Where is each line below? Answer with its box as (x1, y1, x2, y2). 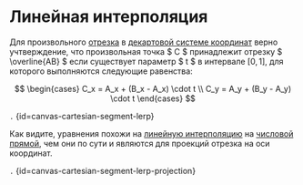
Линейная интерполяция (9, 6, 208, 27)
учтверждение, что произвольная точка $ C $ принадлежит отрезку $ (9, 46, 283, 57)
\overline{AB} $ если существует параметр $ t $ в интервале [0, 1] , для (9, 56, 284, 67)
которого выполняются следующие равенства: (9, 66, 193, 77)
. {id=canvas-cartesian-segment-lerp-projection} (9, 165, 197, 176)
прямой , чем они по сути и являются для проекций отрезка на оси (9, 138, 270, 149)
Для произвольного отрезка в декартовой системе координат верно (9, 36, 278, 47)
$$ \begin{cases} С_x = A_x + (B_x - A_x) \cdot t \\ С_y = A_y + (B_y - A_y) (14, 83, 292, 94)
